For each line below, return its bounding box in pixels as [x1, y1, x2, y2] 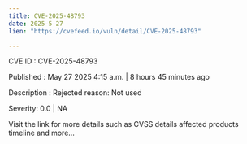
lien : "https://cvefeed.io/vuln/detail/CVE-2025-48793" [8, 27, 201, 35]
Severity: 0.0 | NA [8, 103, 67, 114]
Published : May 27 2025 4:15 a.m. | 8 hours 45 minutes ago [8, 72, 210, 82]
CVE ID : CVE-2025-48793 [8, 56, 98, 66]
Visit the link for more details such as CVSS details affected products [8, 120, 239, 129]
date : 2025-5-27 [8, 20, 63, 28]
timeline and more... [8, 128, 76, 138]
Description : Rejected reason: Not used [8, 88, 142, 98]
